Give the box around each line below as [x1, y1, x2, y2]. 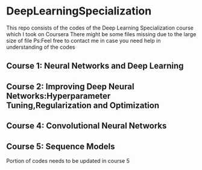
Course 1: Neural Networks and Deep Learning [6, 61, 184, 71]
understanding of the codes [6, 43, 75, 51]
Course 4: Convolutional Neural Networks [6, 121, 167, 131]
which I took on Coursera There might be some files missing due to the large [6, 30, 197, 37]
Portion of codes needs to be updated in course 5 [6, 157, 130, 164]
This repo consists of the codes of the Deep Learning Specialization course [6, 24, 194, 31]
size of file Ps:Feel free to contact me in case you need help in [6, 37, 161, 44]
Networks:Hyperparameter [6, 90, 111, 101]
